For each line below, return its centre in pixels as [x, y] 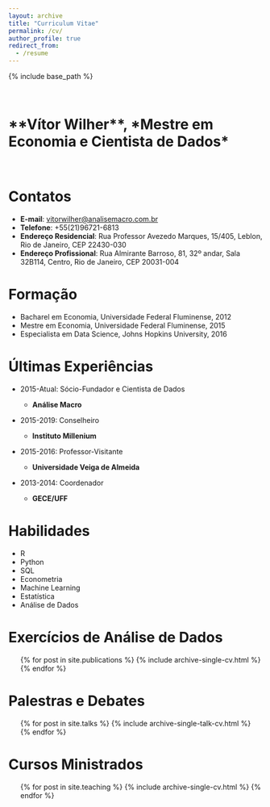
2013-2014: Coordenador [62, 483]
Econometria [41, 579]
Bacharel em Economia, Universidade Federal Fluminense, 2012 [126, 316]
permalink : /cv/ [35, 31]
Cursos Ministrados [76, 764]
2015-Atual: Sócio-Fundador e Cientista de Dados [102, 389]
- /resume [32, 53]
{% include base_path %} [51, 76]
